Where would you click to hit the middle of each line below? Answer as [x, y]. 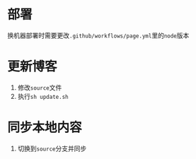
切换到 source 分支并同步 [52, 148]
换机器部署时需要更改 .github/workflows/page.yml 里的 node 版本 [98, 35]
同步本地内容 [45, 128]
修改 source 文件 [40, 87]
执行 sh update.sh [43, 96]
